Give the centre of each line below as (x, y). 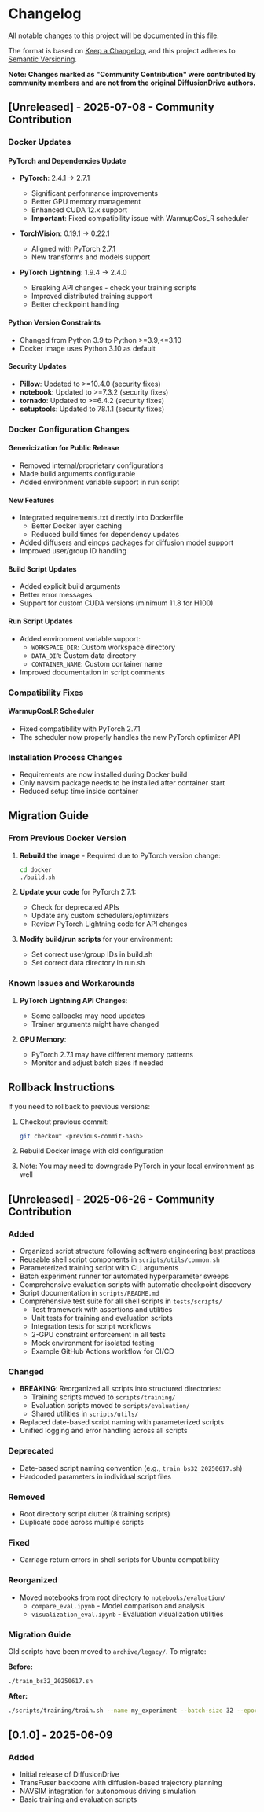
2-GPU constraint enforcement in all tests (99, 1335)
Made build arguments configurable (77, 473)
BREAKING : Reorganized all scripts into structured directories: (120, 1389)
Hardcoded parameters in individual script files (95, 1476)
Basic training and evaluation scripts (78, 1799)
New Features (31, 500)
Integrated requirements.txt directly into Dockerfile (101, 518)
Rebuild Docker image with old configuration (92, 1151)
